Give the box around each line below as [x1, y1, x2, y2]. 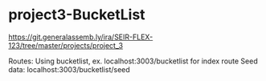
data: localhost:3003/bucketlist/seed [8, 64, 130, 74]
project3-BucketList [8, 6, 146, 24]
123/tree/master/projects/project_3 [8, 40, 123, 50]
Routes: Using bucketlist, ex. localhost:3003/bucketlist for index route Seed [8, 56, 259, 66]
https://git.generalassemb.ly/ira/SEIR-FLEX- [8, 32, 153, 42]
